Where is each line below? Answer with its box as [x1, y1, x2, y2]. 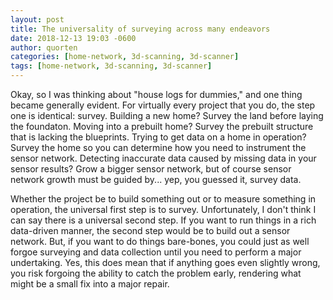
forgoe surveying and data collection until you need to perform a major [10, 246, 302, 258]
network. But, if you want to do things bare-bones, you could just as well [10, 236, 310, 247]
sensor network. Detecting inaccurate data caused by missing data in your [10, 152, 317, 164]
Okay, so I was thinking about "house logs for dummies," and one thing [10, 89, 303, 100]
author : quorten [10, 42, 78, 53]
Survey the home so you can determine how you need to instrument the [10, 142, 307, 153]
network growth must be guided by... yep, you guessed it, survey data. [10, 174, 302, 185]
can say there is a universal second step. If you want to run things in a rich [10, 214, 317, 226]
